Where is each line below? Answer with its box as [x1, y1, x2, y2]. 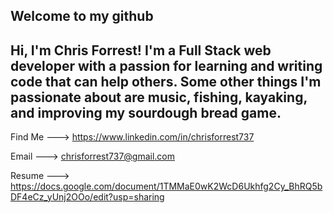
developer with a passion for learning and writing [10, 57, 323, 74]
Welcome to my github [10, 8, 154, 25]
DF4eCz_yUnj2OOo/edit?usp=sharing [10, 191, 165, 203]
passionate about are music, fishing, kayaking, [10, 89, 308, 106]
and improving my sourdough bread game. [10, 104, 282, 121]
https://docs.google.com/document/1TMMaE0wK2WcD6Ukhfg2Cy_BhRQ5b [10, 180, 323, 193]
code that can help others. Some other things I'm [10, 73, 322, 90]
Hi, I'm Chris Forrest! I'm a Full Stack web [10, 42, 272, 59]
